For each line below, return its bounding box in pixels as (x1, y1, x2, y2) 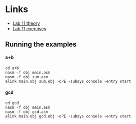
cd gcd (5, 100, 19, 105)
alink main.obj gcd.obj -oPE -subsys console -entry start (5, 113, 131, 119)
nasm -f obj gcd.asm (5, 109, 49, 114)
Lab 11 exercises (12, 25, 47, 31)
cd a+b (5, 66, 19, 71)
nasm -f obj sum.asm (5, 74, 49, 79)
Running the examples (5, 40, 77, 49)
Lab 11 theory (12, 20, 40, 26)
